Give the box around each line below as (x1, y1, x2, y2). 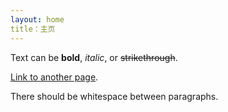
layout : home (10, 14, 65, 25)
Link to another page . (10, 71, 99, 83)
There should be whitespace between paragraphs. (10, 90, 219, 102)
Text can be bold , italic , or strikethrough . (10, 51, 178, 63)
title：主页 (10, 24, 56, 34)
